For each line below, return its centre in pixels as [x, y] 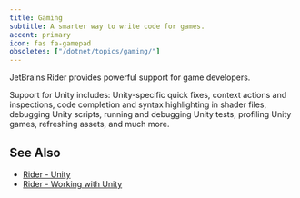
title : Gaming [36, 18]
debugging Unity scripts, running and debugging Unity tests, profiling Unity [150, 114]
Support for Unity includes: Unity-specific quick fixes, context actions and [148, 95]
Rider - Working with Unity [72, 183]
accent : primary [40, 35]
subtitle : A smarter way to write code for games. [107, 26]
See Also [35, 152]
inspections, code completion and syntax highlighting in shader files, [138, 104]
